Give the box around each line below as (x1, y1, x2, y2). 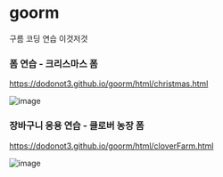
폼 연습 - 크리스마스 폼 (9, 57, 98, 69)
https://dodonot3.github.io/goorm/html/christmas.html (9, 78, 209, 89)
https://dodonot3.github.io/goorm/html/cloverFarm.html (9, 141, 214, 151)
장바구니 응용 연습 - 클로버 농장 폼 (9, 119, 145, 132)
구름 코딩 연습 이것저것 (9, 33, 88, 44)
